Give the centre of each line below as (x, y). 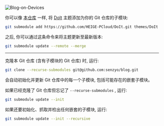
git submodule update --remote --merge (46, 46)
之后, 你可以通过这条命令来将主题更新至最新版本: (54, 37)
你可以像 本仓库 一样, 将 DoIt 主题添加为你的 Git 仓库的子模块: (67, 18)
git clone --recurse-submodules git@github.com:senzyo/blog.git (72, 70)
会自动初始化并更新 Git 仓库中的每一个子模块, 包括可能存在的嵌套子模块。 (79, 80)
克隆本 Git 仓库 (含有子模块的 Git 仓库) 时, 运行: (52, 61)
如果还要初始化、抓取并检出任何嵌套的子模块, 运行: (56, 109)
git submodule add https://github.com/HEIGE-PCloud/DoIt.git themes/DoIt (82, 27)
